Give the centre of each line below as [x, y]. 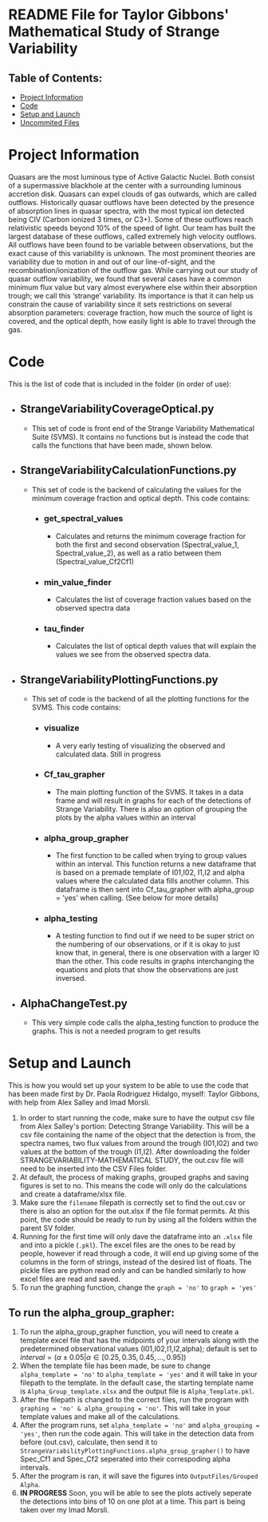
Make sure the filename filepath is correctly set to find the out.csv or [132, 1203]
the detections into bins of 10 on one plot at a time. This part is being [132, 1501]
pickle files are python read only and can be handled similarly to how [133, 1271]
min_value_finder [77, 582]
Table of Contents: [55, 78]
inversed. [71, 978]
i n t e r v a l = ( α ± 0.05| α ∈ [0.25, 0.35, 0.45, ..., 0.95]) [103, 1357]
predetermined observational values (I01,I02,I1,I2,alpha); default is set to [138, 1348]
